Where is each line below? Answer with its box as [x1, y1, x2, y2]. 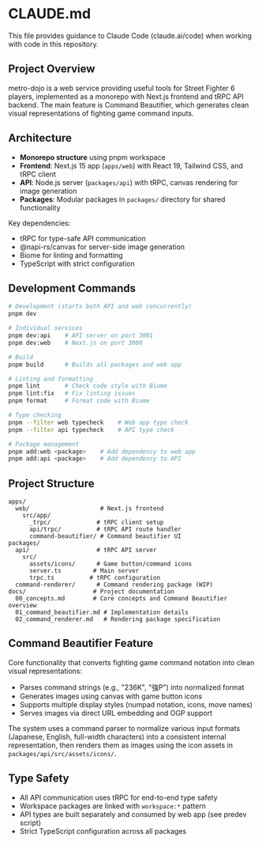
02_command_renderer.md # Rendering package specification [15, 615, 221, 623]
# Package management [8, 440, 80, 448]
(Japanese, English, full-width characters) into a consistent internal [8, 732, 226, 741]
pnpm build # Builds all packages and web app [8, 361, 182, 369]
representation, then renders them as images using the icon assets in [8, 740, 233, 750]
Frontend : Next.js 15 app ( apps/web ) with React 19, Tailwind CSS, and [19, 161, 243, 170]
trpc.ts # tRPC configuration [28, 574, 160, 582]
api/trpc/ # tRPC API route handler [28, 525, 182, 534]
